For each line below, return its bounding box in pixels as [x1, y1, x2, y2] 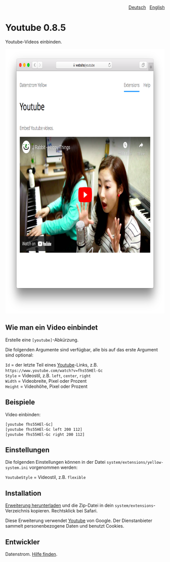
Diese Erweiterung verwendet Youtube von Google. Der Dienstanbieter [5, 517, 153, 524]
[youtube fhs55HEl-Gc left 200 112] [5, 427, 82, 432]
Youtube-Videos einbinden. [5, 38, 62, 45]
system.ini [5, 465, 28, 470]
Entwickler [5, 538, 40, 546]
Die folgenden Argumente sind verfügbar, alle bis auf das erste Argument [5, 346, 158, 352]
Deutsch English [128, 5, 165, 10]
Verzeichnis [5, 508, 30, 514]
